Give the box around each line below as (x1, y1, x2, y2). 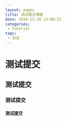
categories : (5, 21, 30, 27)
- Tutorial (7, 26, 30, 31)
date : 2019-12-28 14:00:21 (5, 17, 61, 22)
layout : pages (5, 7, 35, 13)
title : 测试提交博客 (5, 12, 43, 17)
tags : (5, 31, 16, 36)
